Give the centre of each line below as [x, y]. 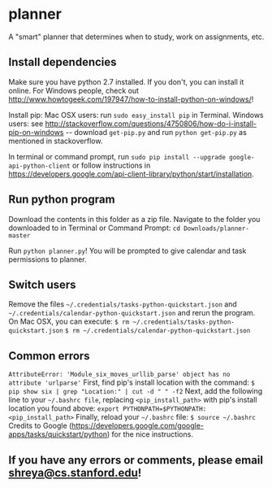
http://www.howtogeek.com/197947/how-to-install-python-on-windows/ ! [131, 99]
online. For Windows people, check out [74, 90]
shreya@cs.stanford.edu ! [75, 473]
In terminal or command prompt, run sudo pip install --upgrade [117, 156]
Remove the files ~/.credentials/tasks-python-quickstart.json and [123, 304]
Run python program [62, 200]
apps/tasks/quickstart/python [58, 434]
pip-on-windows [36, 132]
